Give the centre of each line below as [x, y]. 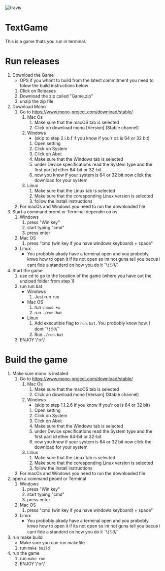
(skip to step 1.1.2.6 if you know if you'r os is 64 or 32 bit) [92, 405]
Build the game [36, 360]
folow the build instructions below [54, 85]
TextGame [27, 28]
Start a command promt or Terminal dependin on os [65, 212]
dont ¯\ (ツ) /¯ [47, 329]
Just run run [47, 296]
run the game [26, 553]
